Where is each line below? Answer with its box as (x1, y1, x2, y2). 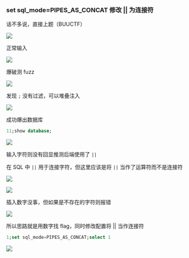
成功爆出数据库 (6, 116, 43, 124)
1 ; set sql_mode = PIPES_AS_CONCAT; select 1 (6, 235, 111, 241)
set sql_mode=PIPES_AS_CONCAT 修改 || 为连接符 (6, 5, 154, 14)
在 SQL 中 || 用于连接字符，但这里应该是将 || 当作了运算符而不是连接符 (6, 164, 183, 171)
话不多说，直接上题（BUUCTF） (6, 20, 86, 28)
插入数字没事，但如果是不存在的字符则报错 (6, 199, 111, 206)
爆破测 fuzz (6, 68, 35, 76)
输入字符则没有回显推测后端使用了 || (6, 151, 97, 158)
